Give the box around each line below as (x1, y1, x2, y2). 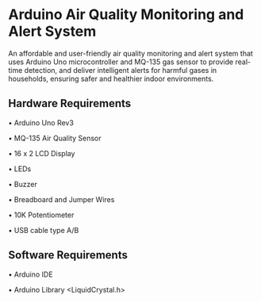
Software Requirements (8, 248, 129, 262)
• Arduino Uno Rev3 (8, 117, 74, 128)
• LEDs (8, 164, 32, 174)
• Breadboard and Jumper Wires (8, 194, 115, 204)
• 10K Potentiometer (8, 210, 75, 220)
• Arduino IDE (8, 270, 53, 279)
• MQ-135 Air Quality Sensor (8, 133, 102, 143)
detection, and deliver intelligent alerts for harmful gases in (24, 65, 217, 75)
